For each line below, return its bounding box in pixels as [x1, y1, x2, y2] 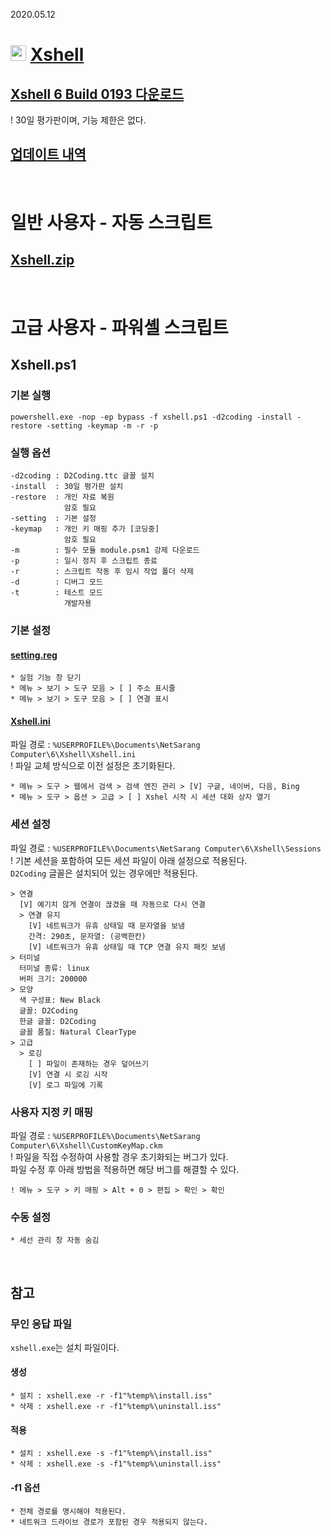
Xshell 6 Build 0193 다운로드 [10, 85, 185, 103]
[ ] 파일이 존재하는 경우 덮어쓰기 [28, 1059, 149, 1069]
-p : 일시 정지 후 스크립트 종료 [10, 555, 158, 566]
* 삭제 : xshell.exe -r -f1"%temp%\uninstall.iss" [10, 1402, 222, 1412]
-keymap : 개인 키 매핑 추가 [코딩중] [10, 524, 160, 534]
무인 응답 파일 [10, 1317, 73, 1331]
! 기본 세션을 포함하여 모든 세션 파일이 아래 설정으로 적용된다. [10, 854, 248, 866]
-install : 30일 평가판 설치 [10, 481, 124, 491]
